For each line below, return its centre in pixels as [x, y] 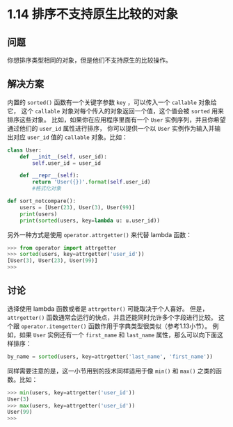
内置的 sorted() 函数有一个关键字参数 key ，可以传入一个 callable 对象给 [112, 102]
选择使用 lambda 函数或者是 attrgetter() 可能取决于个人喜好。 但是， [108, 308]
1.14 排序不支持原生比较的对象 [93, 14]
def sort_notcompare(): [42, 201]
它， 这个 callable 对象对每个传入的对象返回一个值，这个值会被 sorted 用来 [115, 111]
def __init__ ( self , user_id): [64, 156]
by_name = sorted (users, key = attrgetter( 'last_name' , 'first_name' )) [110, 356]
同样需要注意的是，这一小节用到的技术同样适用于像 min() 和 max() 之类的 [112, 371]
